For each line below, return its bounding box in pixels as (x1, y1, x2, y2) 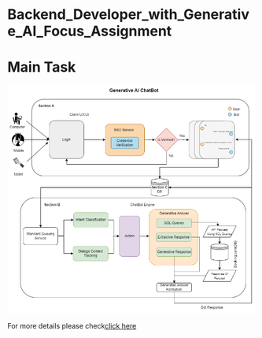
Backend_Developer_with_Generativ (7, 6, 249, 24)
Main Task (7, 58, 76, 76)
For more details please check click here (7, 321, 137, 331)
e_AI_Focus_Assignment (7, 22, 172, 40)
